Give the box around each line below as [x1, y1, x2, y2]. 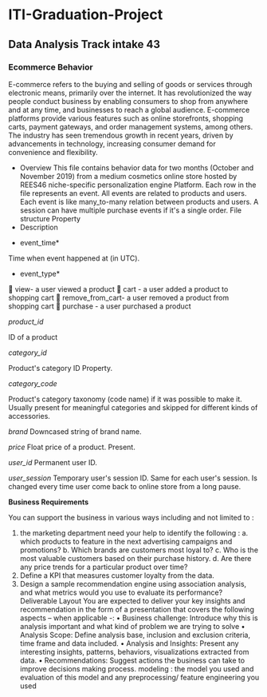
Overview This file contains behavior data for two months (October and [19, 162, 254, 173]
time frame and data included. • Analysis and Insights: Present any [19, 638, 239, 648]
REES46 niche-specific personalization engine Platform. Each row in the [19, 180, 257, 189]
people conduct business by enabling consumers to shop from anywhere [8, 96, 249, 106]
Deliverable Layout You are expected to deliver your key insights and [19, 595, 245, 605]
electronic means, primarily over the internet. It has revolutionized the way [8, 88, 253, 98]
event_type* [19, 269, 61, 278]
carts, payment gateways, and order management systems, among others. [8, 121, 253, 131]
